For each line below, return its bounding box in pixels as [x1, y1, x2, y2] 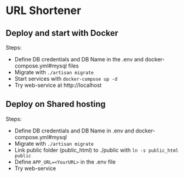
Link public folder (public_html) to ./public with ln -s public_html [14, 146, 179, 154]
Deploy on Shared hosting [5, 99, 106, 109]
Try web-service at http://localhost [14, 81, 102, 89]
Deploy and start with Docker [5, 28, 119, 38]
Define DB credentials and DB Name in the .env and [14, 56, 144, 63]
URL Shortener [5, 4, 81, 18]
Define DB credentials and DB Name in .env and [14, 127, 134, 134]
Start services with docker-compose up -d [14, 75, 118, 82]
